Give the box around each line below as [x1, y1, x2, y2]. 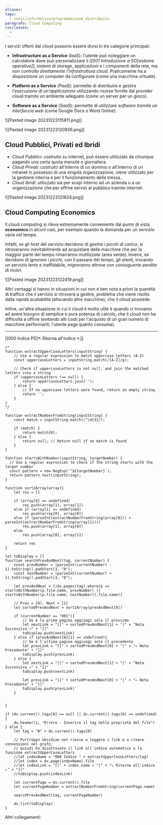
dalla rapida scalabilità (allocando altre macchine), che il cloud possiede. [5, 296, 151, 302]
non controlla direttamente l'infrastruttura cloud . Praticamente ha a [12, 68, 147, 74]
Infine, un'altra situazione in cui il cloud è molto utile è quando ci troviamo [5, 306, 152, 312]
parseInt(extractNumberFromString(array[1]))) [5, 520, 101, 525]
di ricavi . [5, 267, 23, 273]
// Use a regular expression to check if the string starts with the [9, 460, 153, 465]
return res [14, 541, 36, 546]
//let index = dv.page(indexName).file [14, 759, 95, 764]
